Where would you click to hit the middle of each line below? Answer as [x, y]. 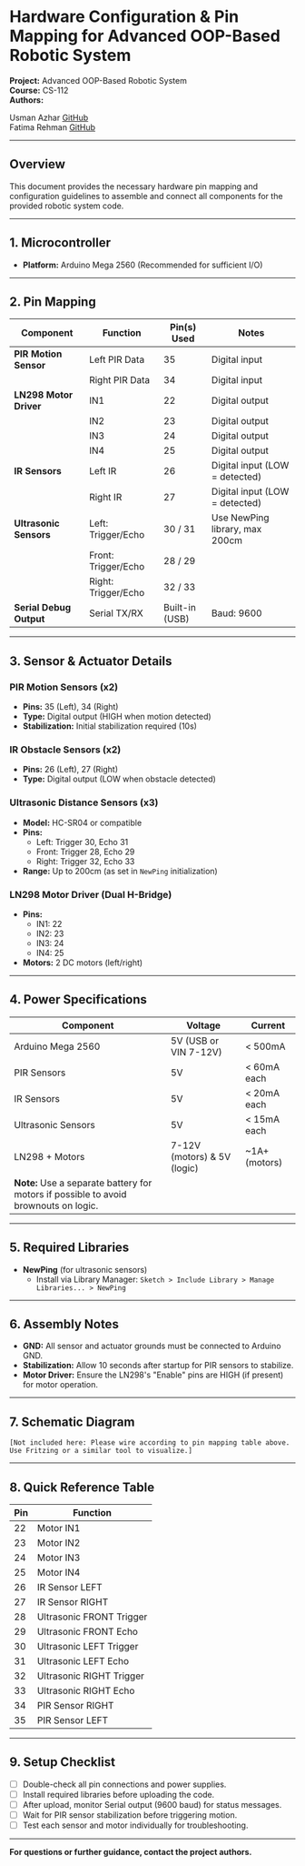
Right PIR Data [120, 380]
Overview [38, 164]
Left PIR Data [117, 359]
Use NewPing [241, 518]
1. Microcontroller [60, 243]
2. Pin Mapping [53, 302]
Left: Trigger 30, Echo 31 [82, 842]
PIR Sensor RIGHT [75, 1706]
